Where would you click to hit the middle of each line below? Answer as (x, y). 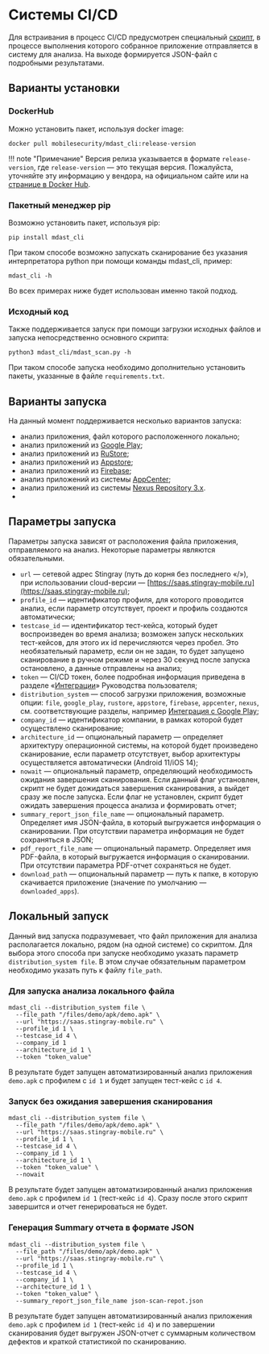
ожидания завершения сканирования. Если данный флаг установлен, (140, 779)
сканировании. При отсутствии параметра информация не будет (132, 831)
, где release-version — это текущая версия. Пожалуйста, (133, 167)
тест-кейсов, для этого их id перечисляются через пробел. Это (129, 642)
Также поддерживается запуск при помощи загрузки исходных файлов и (135, 329)
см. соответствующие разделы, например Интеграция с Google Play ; (139, 710)
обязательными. (37, 558)
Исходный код (39, 311)
